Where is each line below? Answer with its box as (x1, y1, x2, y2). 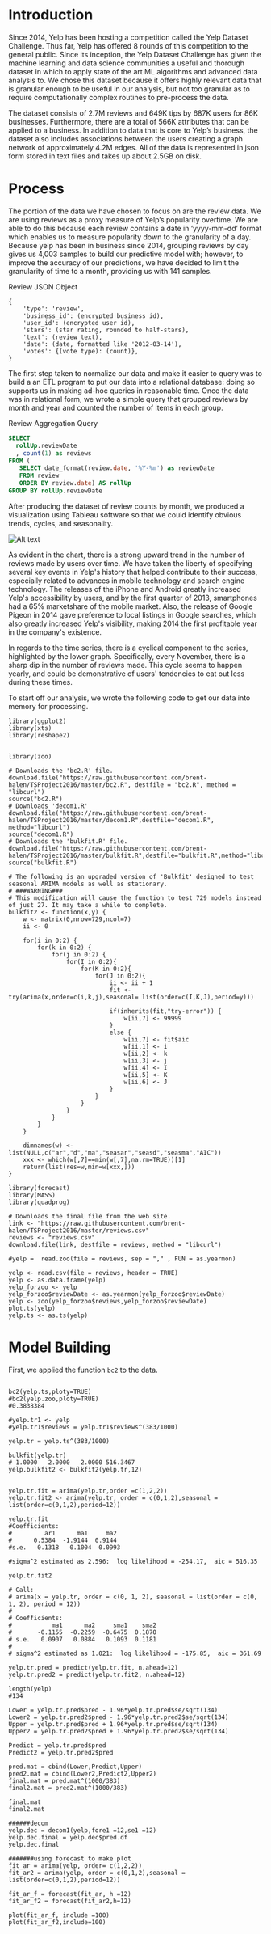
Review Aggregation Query (8, 418, 98, 428)
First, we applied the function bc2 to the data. (8, 1365, 159, 1374)
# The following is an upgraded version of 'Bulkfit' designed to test (8, 872, 254, 880)
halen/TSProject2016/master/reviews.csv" (8, 1227, 150, 1235)
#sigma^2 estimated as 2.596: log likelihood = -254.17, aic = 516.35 (8, 1557, 258, 1565)
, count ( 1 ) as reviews (15, 449, 92, 458)
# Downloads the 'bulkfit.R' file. (8, 837, 128, 846)
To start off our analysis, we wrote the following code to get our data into (8, 693, 251, 703)
